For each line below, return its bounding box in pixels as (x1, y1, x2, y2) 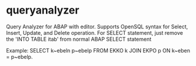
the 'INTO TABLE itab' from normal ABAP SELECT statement (6, 35, 152, 42)
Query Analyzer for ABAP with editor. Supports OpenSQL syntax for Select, (6, 23, 188, 30)
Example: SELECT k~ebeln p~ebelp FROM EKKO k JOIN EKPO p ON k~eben (6, 47, 190, 54)
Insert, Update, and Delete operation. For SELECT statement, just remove (6, 29, 184, 36)
